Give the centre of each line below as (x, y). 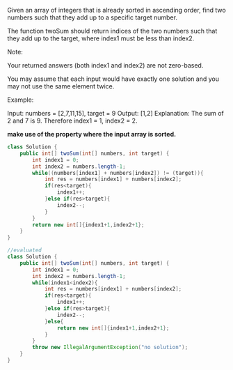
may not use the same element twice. (61, 86)
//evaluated (24, 250)
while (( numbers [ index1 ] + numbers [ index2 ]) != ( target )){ (118, 173)
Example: (21, 100)
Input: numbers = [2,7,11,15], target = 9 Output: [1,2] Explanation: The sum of (116, 113)
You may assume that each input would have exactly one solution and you (113, 79)
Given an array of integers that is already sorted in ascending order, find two (116, 10)
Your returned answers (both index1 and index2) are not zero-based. (105, 65)
